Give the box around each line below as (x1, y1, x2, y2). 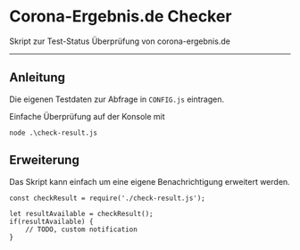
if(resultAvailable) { (9, 217, 94, 226)
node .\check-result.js (9, 128, 98, 137)
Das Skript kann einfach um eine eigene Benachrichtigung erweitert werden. (9, 176, 290, 187)
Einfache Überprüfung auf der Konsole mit (9, 111, 165, 121)
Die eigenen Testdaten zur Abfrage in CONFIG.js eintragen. (9, 94, 225, 104)
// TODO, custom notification (25, 225, 138, 234)
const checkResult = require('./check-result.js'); (9, 194, 205, 203)
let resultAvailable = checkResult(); (9, 209, 154, 218)
